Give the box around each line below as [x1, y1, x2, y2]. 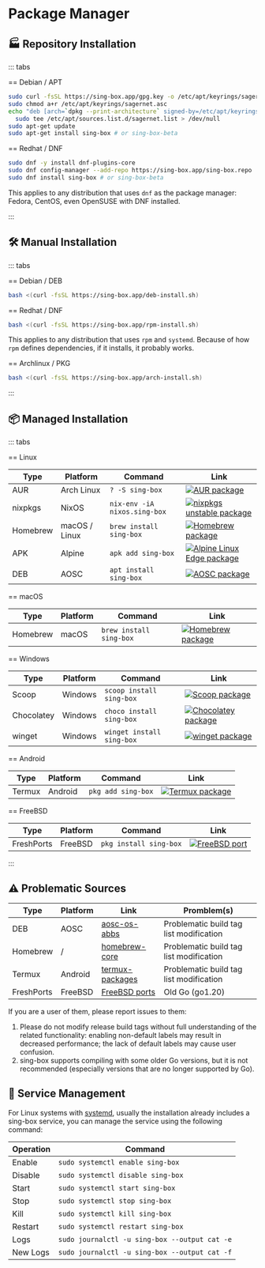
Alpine [60, 548, 84, 559]
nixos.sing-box [109, 508, 167, 516]
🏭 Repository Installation [8, 37, 136, 51]
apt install [109, 566, 155, 575]
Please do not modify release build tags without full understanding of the [19, 1021, 257, 1032]
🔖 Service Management [8, 1087, 126, 1100]
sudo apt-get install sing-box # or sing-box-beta [8, 130, 178, 138]
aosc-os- [101, 918, 139, 929]
